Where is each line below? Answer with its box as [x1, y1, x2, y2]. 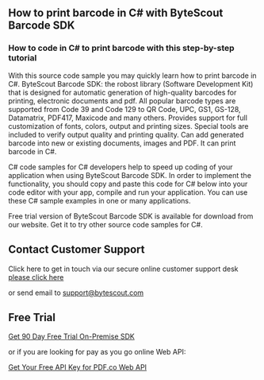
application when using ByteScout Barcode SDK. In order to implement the [8, 170, 252, 180]
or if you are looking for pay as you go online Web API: [8, 347, 186, 357]
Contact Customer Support [8, 242, 145, 257]
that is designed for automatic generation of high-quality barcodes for [8, 87, 237, 97]
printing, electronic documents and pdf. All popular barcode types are [8, 95, 236, 106]
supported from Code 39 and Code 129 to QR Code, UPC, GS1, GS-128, [8, 104, 241, 114]
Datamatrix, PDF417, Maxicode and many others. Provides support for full [8, 113, 248, 122]
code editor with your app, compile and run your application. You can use [8, 187, 248, 197]
